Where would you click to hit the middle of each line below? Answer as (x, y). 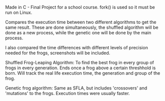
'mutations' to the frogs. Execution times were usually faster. (67, 93)
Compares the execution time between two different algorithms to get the (81, 22)
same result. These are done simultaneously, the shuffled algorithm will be (82, 27)
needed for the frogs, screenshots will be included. (58, 53)
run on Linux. (19, 12)
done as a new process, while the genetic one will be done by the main (78, 33)
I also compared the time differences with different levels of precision (77, 48)
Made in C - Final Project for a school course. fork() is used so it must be (80, 7)
